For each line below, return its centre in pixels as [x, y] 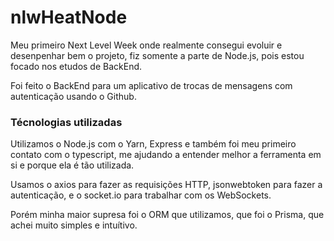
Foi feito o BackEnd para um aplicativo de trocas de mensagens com [151, 85]
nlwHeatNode [69, 17]
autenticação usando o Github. [73, 96]
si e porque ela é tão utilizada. [72, 165]
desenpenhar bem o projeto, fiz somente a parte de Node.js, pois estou [157, 55]
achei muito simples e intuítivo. [74, 225]
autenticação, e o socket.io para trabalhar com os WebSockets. [141, 195]
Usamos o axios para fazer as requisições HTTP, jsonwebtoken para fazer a [166, 185]
